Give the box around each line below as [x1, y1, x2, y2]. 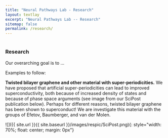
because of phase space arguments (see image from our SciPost [5, 96, 141, 102]
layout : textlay [5, 12, 39, 17]
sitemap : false [5, 21, 37, 27]
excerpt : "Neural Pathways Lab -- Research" [5, 17, 101, 22]
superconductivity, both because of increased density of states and [5, 90, 147, 96]
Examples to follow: [5, 69, 46, 76]
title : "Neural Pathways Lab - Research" [5, 7, 94, 13]
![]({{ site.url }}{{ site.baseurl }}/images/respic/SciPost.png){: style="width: [5, 121, 162, 127]
